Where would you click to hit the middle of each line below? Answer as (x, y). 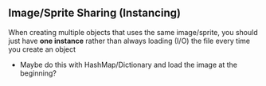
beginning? (38, 73)
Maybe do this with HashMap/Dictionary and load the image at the (128, 64)
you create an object (42, 49)
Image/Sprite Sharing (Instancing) (95, 13)
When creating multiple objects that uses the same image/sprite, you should (133, 32)
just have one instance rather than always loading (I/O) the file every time (129, 41)
